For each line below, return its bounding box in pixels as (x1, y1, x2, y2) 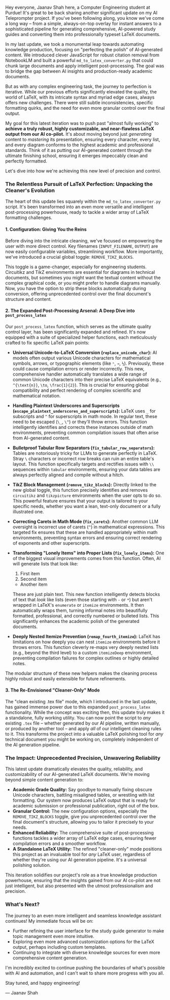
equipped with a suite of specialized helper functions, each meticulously (5, 334, 157, 340)
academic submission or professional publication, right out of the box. (12, 803, 159, 809)
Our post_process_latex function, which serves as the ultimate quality (5, 323, 151, 329)
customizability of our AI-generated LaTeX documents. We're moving (5, 771, 150, 777)
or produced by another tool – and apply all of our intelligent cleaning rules (5, 725, 161, 731)
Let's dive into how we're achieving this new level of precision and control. (5, 168, 161, 174)
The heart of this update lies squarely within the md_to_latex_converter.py (5, 198, 161, 205)
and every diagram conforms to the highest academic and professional (5, 142, 154, 148)
